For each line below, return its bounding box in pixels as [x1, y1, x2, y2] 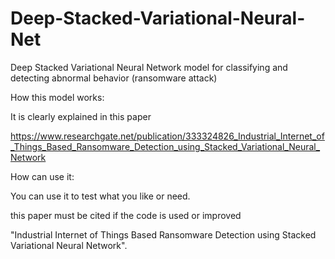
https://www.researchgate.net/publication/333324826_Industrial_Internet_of [10, 130, 325, 142]
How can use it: [10, 170, 75, 182]
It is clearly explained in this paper [10, 110, 152, 122]
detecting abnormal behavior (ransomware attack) [10, 72, 218, 84]
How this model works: [10, 91, 105, 103]
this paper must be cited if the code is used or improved [10, 209, 242, 221]
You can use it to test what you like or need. [10, 190, 191, 202]
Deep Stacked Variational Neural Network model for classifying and [10, 61, 288, 73]
